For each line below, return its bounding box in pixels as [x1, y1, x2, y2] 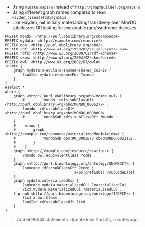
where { [5, 89, 21, 94]
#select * [5, 85, 25, 90]
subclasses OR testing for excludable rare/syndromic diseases [12, 25, 137, 31]
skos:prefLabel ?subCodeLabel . [74, 170, 139, 175]
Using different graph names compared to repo [12, 9, 106, 15]
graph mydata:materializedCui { [14, 178, 79, 183]
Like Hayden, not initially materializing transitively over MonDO [12, 19, 137, 25]
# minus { [14, 123, 40, 128]
